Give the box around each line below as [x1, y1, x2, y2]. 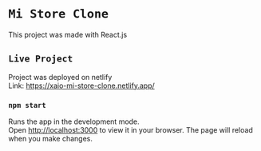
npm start [8, 101, 46, 109]
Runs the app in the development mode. [8, 117, 140, 126]
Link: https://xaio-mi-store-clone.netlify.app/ [8, 81, 156, 90]
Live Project [8, 53, 73, 65]
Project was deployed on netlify [8, 72, 113, 81]
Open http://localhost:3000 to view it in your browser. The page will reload [8, 125, 253, 135]
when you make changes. [8, 134, 93, 144]
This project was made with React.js [8, 30, 128, 39]
